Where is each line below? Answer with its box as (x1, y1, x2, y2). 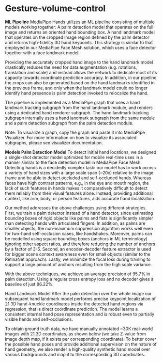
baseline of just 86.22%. (5, 281, 54, 287)
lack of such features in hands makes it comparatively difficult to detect (5, 185, 147, 191)
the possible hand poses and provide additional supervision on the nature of (5, 341, 157, 347)
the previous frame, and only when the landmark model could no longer (5, 85, 148, 91)
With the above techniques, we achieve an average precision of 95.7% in (5, 271, 150, 277)
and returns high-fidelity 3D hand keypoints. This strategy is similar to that (5, 39, 153, 45)
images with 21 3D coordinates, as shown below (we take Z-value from (5, 331, 146, 337)
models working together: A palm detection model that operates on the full (5, 24, 154, 30)
